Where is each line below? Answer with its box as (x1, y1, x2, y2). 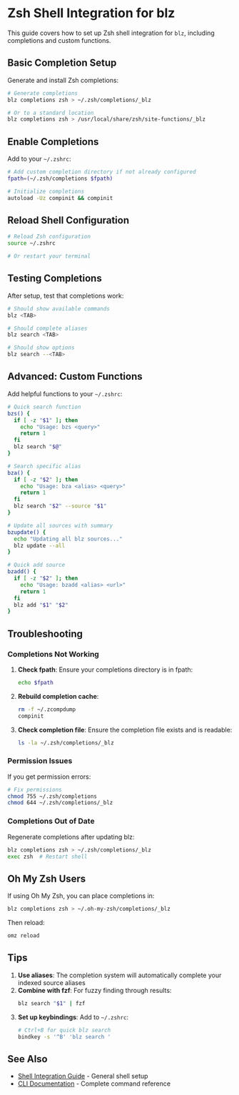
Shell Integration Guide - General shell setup (17, 1072, 148, 1081)
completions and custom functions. (7, 36, 111, 44)
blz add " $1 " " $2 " (14, 601, 69, 608)
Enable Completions (7, 136, 99, 148)
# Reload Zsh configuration (7, 233, 91, 241)
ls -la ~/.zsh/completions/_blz (17, 739, 114, 747)
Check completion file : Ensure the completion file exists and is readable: (17, 725, 233, 734)
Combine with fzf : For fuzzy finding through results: (17, 986, 172, 994)
